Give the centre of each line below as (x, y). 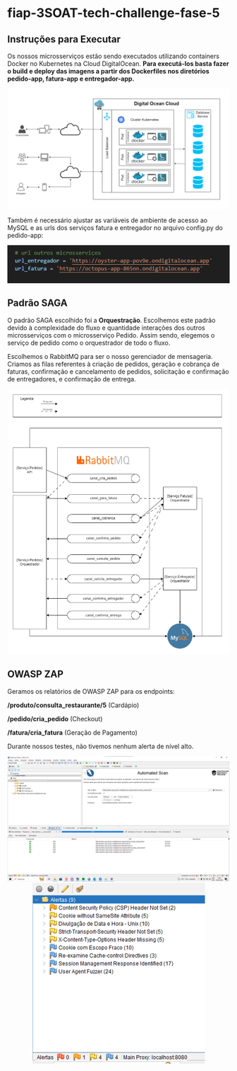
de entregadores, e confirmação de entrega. (72, 379)
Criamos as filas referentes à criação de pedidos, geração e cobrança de (114, 364)
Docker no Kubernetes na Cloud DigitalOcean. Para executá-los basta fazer (118, 64)
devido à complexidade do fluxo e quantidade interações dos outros (107, 328)
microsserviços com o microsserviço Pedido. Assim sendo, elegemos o (111, 335)
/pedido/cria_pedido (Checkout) (55, 718)
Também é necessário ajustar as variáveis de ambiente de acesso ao (108, 220)
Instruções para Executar (64, 39)
